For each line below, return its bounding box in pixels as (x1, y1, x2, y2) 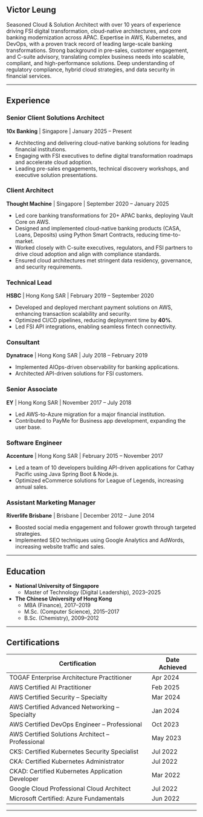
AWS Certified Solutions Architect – (9, 730, 110, 738)
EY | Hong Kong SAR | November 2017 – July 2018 (6, 399, 132, 406)
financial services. (6, 72, 52, 79)
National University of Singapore (14, 582, 100, 590)
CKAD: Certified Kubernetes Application (9, 767, 123, 775)
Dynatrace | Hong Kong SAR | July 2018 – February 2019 (6, 352, 148, 359)
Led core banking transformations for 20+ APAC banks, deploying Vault (14, 212, 193, 219)
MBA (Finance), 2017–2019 (24, 602, 91, 609)
